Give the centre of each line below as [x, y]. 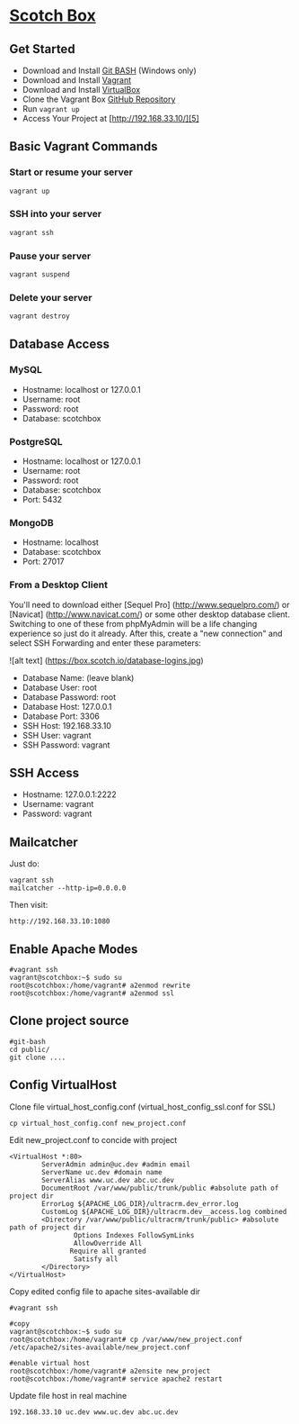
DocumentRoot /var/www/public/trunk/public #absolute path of [160, 1188]
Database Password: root [69, 697]
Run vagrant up [51, 109]
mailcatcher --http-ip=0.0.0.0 [68, 888]
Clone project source [69, 1021]
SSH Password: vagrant [66, 745]
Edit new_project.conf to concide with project [93, 1139]
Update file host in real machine [68, 1395]
